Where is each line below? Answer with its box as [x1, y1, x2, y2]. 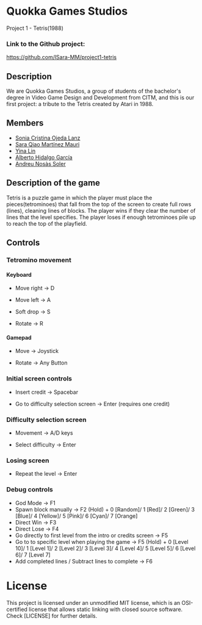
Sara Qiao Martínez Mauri [15, 140, 80, 148]
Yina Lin [15, 147, 35, 154]
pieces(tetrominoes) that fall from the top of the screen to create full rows [6, 200, 192, 208]
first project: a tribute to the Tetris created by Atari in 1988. [6, 101, 154, 108]
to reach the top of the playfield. [6, 220, 87, 227]
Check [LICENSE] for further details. [6, 612, 98, 620]
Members [6, 118, 44, 129]
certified [6, 605, 27, 613]
